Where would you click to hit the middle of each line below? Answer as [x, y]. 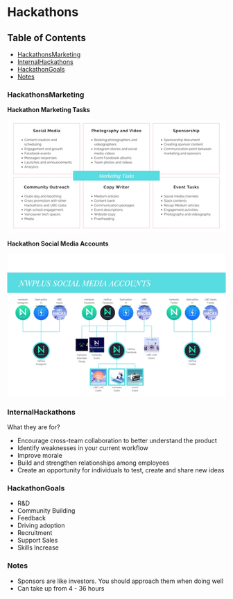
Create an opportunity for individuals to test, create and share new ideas [121, 470]
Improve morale [40, 456]
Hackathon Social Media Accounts [58, 243]
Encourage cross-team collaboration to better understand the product [117, 441]
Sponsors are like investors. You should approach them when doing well [120, 581]
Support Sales [37, 541]
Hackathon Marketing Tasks [49, 110]
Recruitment [35, 533]
